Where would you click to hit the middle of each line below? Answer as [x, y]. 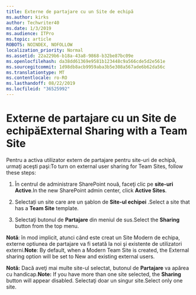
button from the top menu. [47, 226]
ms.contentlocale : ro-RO [37, 78]
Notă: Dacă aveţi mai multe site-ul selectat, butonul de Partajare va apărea [98, 268]
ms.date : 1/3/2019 [29, 28]
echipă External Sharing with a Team [97, 131]
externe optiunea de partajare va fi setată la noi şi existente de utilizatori [94, 243]
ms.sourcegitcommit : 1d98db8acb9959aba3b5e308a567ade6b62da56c [86, 67]
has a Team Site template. [46, 208]
